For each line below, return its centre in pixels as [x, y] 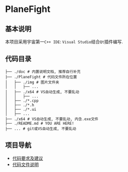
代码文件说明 [25, 164]
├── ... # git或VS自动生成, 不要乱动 [41, 129]
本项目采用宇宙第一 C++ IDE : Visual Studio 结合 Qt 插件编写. [64, 42]
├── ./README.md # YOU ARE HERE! [40, 123]
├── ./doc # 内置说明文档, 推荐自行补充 [43, 72]
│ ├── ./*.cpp [22, 101]
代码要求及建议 [28, 158]
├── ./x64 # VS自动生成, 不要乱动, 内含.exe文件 [52, 119]
